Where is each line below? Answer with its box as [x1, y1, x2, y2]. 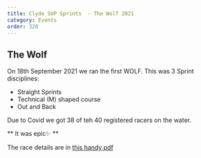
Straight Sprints [17, 88, 62, 96]
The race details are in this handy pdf [7, 143, 114, 152]
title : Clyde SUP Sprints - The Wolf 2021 [7, 10, 135, 17]
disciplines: [7, 74, 39, 83]
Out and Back [17, 103, 57, 111]
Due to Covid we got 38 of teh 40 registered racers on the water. [7, 116, 192, 125]
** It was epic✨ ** [7, 130, 59, 138]
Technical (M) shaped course [17, 95, 102, 104]
